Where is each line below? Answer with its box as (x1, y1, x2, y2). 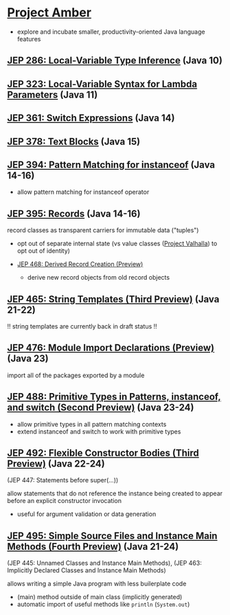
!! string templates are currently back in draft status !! (7, 322, 158, 331)
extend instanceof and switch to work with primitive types (16, 427, 181, 436)
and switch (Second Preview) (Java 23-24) (7, 402, 194, 414)
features (16, 34, 41, 43)
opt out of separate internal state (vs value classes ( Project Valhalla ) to (16, 239, 218, 248)
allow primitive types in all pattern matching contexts (16, 420, 167, 428)
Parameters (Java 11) (7, 89, 98, 100)
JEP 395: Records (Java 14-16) (7, 208, 141, 219)
